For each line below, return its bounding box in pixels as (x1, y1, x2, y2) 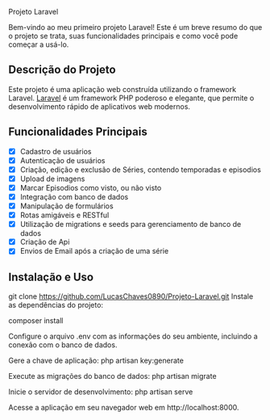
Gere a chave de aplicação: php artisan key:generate (8, 355, 184, 366)
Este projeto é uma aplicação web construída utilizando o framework (8, 84, 236, 94)
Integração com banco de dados (19, 191, 129, 201)
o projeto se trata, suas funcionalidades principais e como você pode (8, 31, 239, 40)
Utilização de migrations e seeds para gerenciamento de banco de (19, 220, 242, 229)
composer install (8, 316, 64, 325)
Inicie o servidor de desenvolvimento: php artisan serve (8, 387, 193, 397)
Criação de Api (19, 237, 70, 247)
